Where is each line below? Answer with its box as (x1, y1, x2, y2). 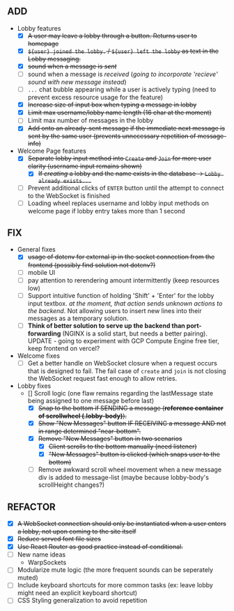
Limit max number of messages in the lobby (27, 116, 154, 125)
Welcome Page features (17, 146, 87, 156)
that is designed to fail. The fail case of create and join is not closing (27, 366, 226, 375)
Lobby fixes (17, 382, 52, 390)
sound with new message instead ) (27, 78, 127, 86)
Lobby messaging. (27, 54, 81, 63)
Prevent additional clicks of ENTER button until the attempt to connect (27, 183, 224, 192)
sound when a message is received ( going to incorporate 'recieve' (27, 70, 218, 78)
